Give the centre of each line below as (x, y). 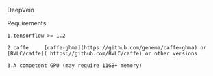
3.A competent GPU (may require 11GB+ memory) (75, 66)
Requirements (27, 23)
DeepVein (21, 10)
